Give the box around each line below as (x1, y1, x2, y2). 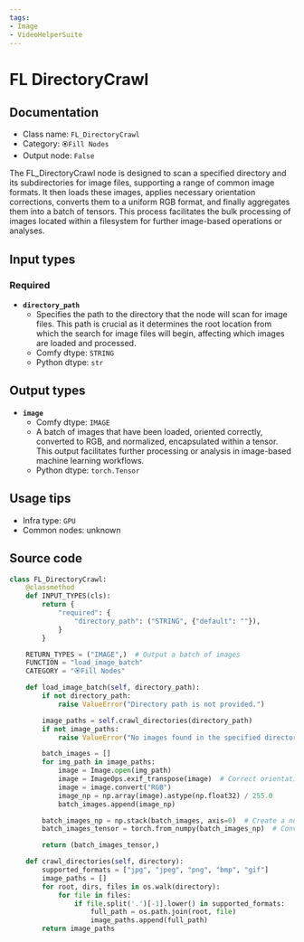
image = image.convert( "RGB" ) (57, 783, 172, 792)
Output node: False (22, 150, 95, 161)
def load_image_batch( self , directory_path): (25, 683, 201, 692)
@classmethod (25, 583, 75, 592)
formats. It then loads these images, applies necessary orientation (9, 187, 256, 198)
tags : (9, 13, 30, 23)
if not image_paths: (42, 724, 119, 733)
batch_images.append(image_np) (57, 799, 176, 809)
